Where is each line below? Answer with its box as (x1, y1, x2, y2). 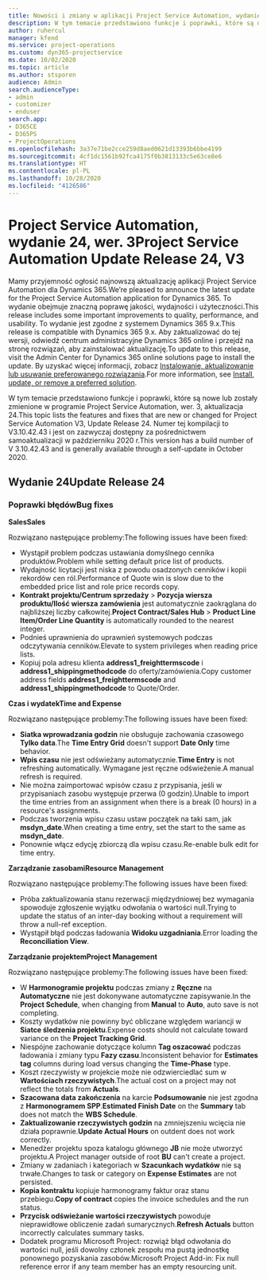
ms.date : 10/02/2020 (8, 57, 77, 64)
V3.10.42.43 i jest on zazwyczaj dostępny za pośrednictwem (8, 427, 207, 436)
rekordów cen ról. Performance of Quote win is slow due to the (19, 574, 224, 583)
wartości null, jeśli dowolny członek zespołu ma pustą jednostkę (19, 1245, 230, 1254)
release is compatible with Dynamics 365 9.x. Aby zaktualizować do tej (8, 327, 241, 337)
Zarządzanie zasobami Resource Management (8, 864, 164, 873)
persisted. (19, 1177, 53, 1187)
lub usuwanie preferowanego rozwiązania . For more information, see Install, (8, 369, 255, 379)
